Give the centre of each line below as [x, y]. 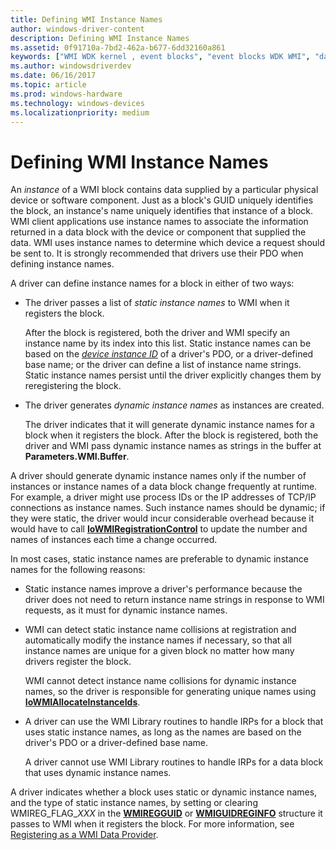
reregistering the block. [73, 386]
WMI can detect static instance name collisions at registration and [160, 630]
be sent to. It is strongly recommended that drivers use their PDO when [157, 253]
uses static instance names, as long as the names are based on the [163, 732]
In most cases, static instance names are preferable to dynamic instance [159, 559]
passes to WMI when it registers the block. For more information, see [152, 824]
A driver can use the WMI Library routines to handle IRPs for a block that [174, 722]
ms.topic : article [48, 85]
